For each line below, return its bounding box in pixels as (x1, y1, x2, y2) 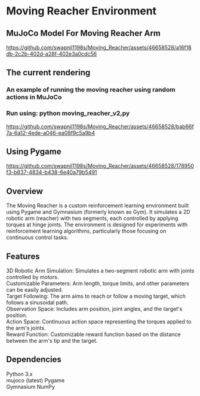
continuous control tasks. (6, 234, 69, 241)
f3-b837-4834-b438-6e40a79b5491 (6, 169, 97, 176)
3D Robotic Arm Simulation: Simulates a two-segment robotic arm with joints (6, 267, 195, 274)
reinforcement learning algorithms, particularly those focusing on (6, 228, 167, 235)
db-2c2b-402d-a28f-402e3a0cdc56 (6, 50, 97, 58)
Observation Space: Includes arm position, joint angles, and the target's (6, 306, 183, 313)
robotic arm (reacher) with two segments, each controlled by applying (6, 214, 179, 222)
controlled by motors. (6, 274, 59, 281)
